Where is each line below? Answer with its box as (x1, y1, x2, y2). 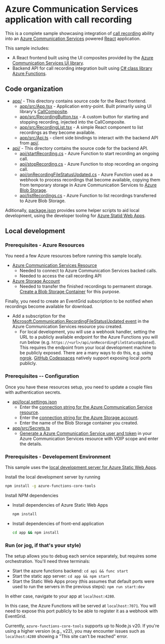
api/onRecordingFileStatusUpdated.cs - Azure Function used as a (19, 172, 153, 177)
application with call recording (5, 14, 132, 25)
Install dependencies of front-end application (12, 520, 104, 526)
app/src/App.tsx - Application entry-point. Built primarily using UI (19, 103, 152, 109)
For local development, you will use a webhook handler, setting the (19, 329, 155, 335)
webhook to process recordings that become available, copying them (19, 176, 161, 182)
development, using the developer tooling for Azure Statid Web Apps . (5, 213, 146, 218)
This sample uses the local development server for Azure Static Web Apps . (5, 465, 158, 471)
